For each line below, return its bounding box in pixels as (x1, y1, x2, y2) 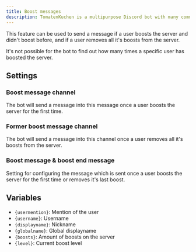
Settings (6, 71, 38, 81)
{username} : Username (14, 215, 69, 222)
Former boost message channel (6, 122, 98, 130)
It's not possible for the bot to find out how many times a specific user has (6, 47, 185, 54)
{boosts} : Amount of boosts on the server (14, 233, 116, 240)
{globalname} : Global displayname (14, 227, 97, 234)
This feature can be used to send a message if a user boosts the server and (6, 30, 188, 37)
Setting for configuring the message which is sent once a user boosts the (6, 170, 183, 177)
